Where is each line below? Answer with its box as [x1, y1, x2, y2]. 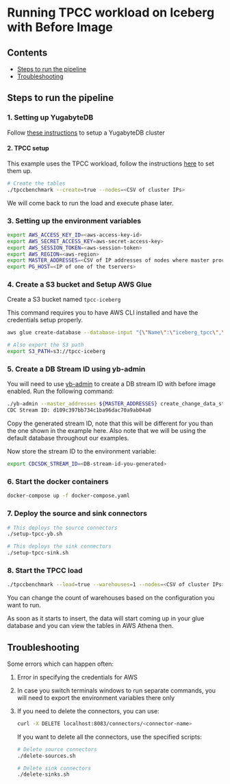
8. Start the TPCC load [7, 565, 84, 575]
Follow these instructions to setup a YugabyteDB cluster [7, 128, 166, 137]
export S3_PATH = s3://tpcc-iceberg [7, 348, 106, 355]
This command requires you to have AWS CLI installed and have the [7, 309, 199, 317]
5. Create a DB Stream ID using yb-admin [7, 364, 146, 374]
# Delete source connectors [16, 746, 97, 753]
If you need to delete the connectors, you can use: [16, 706, 159, 715]
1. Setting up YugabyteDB [7, 113, 94, 122]
